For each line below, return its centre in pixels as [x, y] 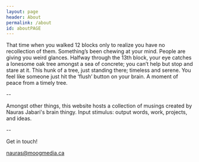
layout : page [22, 12]
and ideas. [19, 119]
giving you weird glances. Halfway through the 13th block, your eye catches [99, 58]
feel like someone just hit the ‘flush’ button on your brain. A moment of [92, 77]
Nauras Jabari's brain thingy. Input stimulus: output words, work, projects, [97, 112]
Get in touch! [22, 142]
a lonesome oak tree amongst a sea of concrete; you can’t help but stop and [99, 64]
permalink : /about [29, 23]
